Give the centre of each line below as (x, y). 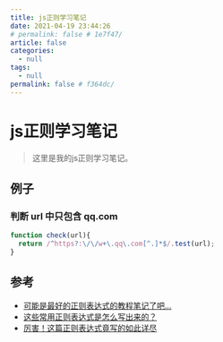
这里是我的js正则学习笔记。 (82, 158)
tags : (20, 68)
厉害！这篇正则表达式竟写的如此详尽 (90, 328)
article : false (39, 43)
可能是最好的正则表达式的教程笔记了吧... (97, 305)
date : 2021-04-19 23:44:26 (60, 26)
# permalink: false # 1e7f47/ (67, 34)
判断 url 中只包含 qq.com (64, 216)
